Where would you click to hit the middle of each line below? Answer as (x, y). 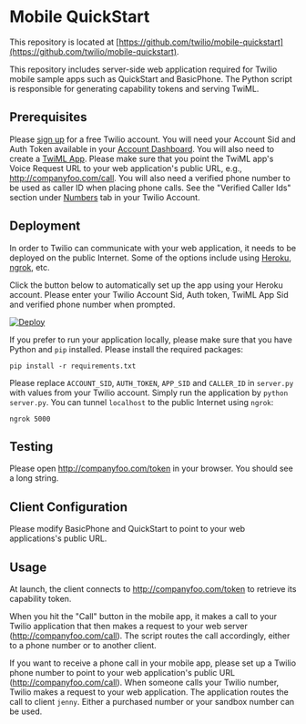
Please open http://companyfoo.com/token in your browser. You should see (151, 469)
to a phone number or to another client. (83, 645)
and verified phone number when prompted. (92, 304)
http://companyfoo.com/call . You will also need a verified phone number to (150, 178)
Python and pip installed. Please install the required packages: (127, 349)
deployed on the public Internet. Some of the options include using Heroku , (150, 258)
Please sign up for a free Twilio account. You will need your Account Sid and (153, 139)
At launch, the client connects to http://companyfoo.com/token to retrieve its (153, 589)
